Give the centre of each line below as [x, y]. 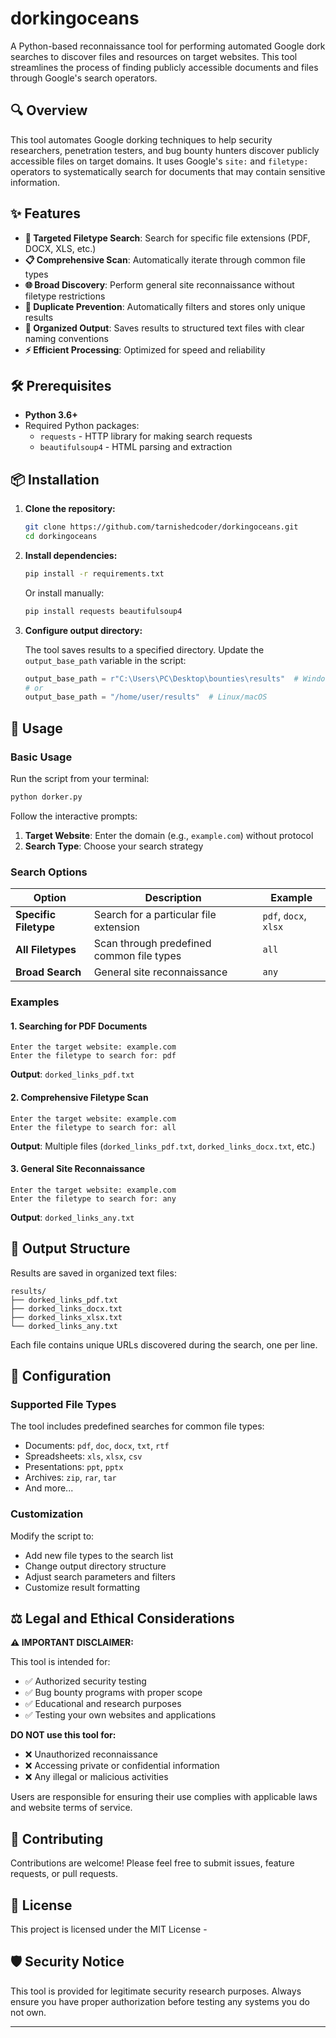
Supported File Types [63, 1404]
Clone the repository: [70, 509]
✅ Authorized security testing [85, 1681]
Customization [47, 1514]
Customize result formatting [82, 1587]
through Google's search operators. [84, 78]
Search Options [49, 872]
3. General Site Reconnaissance [78, 1169]
